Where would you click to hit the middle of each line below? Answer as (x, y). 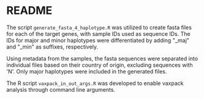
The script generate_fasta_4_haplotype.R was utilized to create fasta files (99, 27)
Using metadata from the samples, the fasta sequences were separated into (102, 58)
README (29, 11)
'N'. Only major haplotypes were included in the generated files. (87, 71)
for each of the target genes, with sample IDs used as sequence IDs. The (99, 33)
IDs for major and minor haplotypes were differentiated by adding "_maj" (98, 40)
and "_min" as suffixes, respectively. (52, 47)
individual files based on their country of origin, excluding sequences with (100, 65)
